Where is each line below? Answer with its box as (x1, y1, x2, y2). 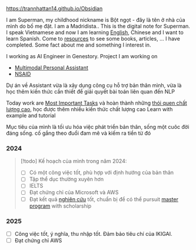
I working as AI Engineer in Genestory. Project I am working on (6, 53, 158, 59)
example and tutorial (6, 112, 56, 119)
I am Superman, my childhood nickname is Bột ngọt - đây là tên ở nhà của (6, 16, 185, 23)
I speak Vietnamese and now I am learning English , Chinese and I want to (6, 29, 184, 36)
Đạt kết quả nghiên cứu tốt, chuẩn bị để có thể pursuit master (29, 195, 178, 202)
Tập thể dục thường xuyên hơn (29, 176, 104, 183)
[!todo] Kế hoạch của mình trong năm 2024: (20, 158, 127, 165)
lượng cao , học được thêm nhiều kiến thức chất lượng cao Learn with (6, 106, 173, 112)
